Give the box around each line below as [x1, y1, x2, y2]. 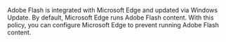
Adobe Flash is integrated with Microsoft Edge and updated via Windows [7, 6, 218, 14]
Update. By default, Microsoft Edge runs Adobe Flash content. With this [7, 13, 214, 22]
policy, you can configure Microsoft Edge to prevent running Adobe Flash [7, 21, 220, 29]
